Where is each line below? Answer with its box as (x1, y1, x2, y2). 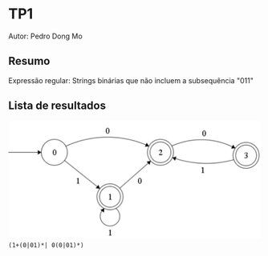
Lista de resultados (8, 99, 107, 113)
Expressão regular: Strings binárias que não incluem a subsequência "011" (8, 75, 254, 85)
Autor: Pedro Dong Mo (8, 31, 83, 41)
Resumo (8, 54, 51, 68)
